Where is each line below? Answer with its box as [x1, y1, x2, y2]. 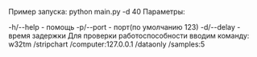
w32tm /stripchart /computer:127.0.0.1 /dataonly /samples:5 [8, 39, 205, 49]
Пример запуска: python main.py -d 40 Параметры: [8, 7, 185, 16]
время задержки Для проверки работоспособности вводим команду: [8, 31, 250, 40]
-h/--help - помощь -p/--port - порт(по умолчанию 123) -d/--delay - [8, 22, 241, 31]
